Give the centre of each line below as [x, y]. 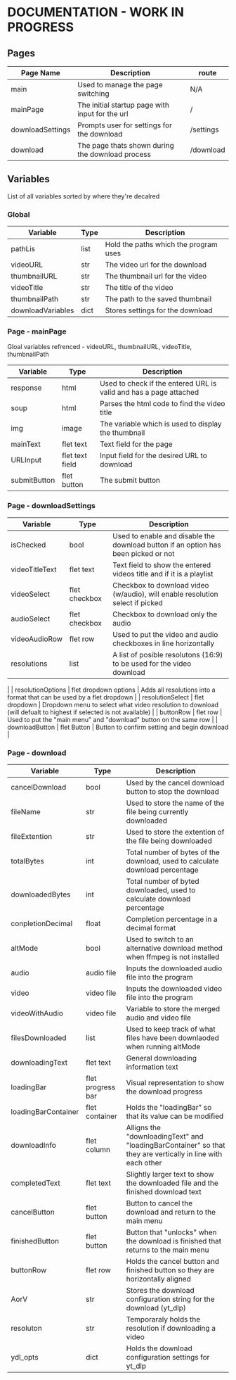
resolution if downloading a [171, 1328]
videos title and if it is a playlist [163, 574]
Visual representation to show [175, 1083]
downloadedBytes [41, 894]
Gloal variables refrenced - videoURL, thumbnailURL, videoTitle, [100, 347]
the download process [114, 154]
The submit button [130, 481]
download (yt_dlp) [156, 1308]
